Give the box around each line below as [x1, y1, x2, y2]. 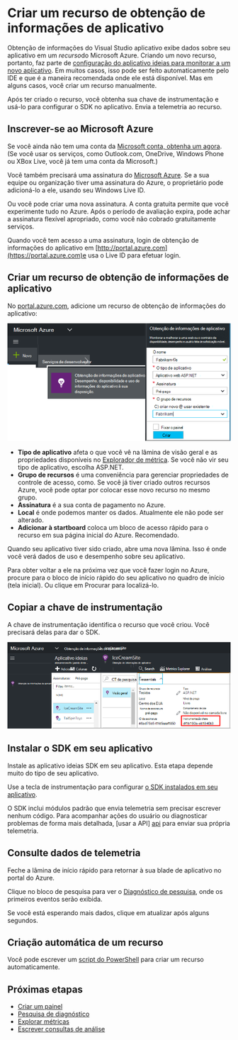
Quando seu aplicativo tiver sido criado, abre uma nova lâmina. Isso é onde [7, 544, 227, 553]
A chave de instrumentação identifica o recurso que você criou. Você [7, 620, 210, 629]
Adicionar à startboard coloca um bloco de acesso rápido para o [17, 523, 209, 531]
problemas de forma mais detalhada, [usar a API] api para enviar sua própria [7, 819, 230, 827]
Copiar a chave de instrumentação [7, 602, 163, 614]
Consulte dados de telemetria [7, 847, 141, 859]
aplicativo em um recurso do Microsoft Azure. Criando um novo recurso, [7, 51, 217, 60]
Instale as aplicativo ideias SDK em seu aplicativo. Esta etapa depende [7, 761, 214, 770]
